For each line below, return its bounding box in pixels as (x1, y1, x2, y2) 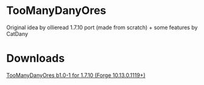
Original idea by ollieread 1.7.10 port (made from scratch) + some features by (6, 24, 198, 31)
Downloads (6, 52, 65, 66)
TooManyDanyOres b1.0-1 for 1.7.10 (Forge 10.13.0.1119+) (6, 71, 146, 79)
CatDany (6, 30, 29, 37)
